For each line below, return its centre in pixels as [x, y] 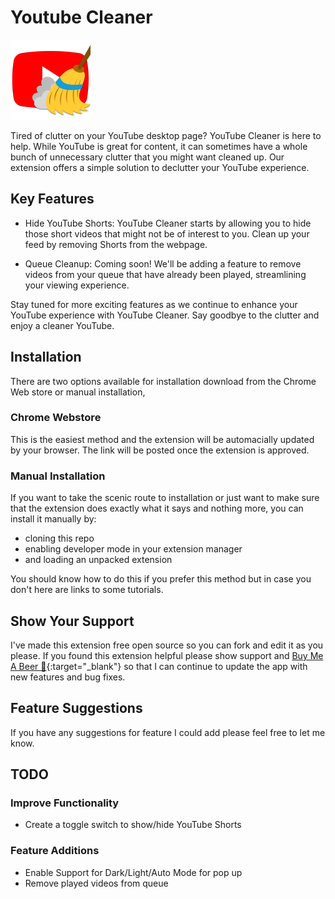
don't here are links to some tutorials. [87, 590]
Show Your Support [72, 621]
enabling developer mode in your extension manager [133, 549]
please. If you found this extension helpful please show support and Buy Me [167, 655]
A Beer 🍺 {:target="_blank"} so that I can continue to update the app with [159, 666]
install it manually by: [53, 519]
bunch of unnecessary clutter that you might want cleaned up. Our [147, 157]
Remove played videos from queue [96, 883]
